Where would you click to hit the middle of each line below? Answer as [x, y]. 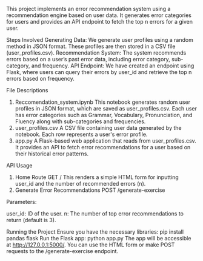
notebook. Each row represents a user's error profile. [81, 134]
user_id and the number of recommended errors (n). [80, 184]
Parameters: [22, 202]
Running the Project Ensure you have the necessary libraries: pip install [95, 232]
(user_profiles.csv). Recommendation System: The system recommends [96, 53]
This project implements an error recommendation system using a [88, 9]
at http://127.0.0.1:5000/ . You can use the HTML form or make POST [91, 245]
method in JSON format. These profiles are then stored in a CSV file [91, 46]
